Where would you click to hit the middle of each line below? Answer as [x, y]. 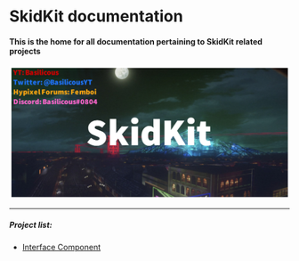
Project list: [31, 224]
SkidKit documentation [97, 16]
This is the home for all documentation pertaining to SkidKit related [136, 41]
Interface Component [61, 248]
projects [25, 51]
